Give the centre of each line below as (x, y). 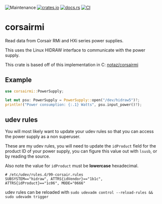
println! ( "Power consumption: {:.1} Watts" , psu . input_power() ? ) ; (73, 105)
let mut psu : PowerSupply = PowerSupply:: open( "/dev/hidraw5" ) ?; (72, 100)
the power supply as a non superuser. (43, 137)
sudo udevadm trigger (27, 197)
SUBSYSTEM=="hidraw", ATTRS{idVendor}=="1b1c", (54, 179)
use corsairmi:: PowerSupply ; (34, 91)
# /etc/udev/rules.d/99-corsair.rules (44, 175)
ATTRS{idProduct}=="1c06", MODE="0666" (45, 183)
